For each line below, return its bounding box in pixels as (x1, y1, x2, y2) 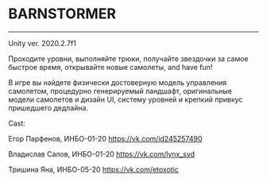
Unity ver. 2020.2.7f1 (8, 38, 77, 48)
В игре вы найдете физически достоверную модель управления (8, 77, 227, 87)
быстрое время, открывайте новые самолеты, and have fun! (8, 62, 213, 72)
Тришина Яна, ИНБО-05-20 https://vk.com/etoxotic (8, 165, 179, 174)
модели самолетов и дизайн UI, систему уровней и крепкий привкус (8, 95, 243, 104)
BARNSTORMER (8, 5, 117, 23)
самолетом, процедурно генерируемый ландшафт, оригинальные (8, 86, 233, 95)
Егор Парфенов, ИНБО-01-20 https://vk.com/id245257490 (8, 134, 203, 143)
